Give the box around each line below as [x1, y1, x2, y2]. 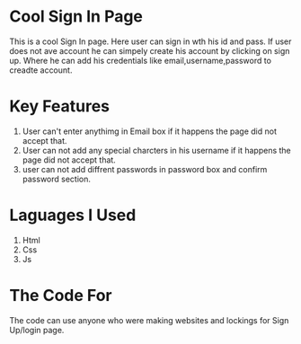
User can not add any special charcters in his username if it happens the [22, 145, 292, 155]
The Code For [9, 286, 112, 305]
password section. [22, 173, 92, 184]
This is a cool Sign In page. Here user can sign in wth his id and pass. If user [9, 36, 292, 47]
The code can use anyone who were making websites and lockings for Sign [9, 314, 289, 325]
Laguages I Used [9, 205, 137, 225]
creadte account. [9, 65, 73, 75]
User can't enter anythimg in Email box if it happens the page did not [22, 126, 277, 137]
